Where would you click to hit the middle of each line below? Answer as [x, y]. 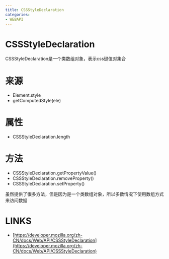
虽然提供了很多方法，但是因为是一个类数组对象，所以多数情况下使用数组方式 [84, 194]
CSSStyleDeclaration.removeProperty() [53, 178]
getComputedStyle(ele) [37, 101]
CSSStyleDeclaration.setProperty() [49, 184]
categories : [18, 15]
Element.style [27, 95]
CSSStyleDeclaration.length [41, 137]
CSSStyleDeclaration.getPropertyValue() [55, 173]
